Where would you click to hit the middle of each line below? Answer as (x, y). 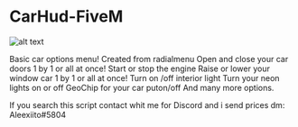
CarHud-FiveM (66, 17)
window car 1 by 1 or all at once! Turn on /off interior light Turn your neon (144, 77)
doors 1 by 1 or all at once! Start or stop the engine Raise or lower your (140, 68)
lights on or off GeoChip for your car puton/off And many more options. (142, 87)
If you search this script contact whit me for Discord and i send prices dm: (147, 104)
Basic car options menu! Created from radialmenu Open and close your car (149, 59)
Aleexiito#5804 (38, 114)
